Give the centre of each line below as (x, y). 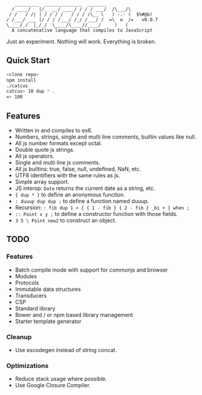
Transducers (31, 295)
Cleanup (19, 337)
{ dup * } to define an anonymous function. (70, 194)
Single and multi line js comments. (58, 162)
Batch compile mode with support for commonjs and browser (91, 270)
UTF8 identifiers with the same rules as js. (67, 175)
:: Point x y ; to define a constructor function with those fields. (96, 214)
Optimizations (28, 365)
